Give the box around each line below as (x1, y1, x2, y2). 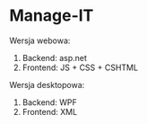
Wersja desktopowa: (9, 79, 85, 90)
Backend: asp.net (22, 52, 88, 63)
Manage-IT (9, 5, 94, 26)
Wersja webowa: (9, 35, 71, 46)
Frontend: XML (22, 106, 78, 117)
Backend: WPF (22, 96, 78, 108)
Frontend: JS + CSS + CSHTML (22, 62, 139, 73)
